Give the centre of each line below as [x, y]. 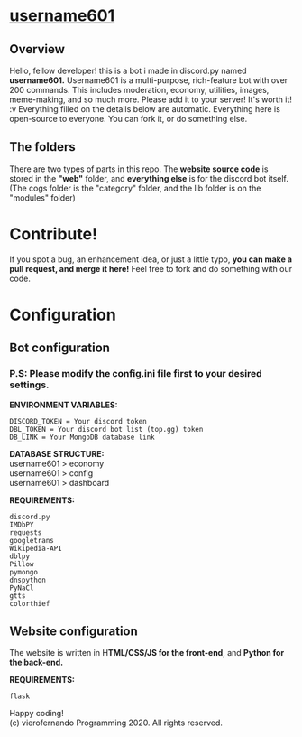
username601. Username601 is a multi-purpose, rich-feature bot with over [149, 80]
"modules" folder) [43, 197]
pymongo [24, 572]
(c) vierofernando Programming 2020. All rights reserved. [116, 723]
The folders [43, 147]
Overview [37, 49]
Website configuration [73, 632]
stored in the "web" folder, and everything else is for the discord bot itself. [149, 178]
